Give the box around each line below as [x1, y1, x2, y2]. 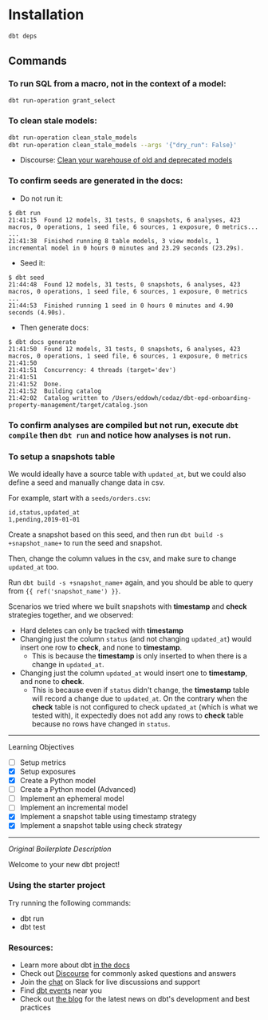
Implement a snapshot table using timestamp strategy [19, 812, 197, 822]
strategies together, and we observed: [8, 610, 134, 619]
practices [19, 1002, 52, 1013]
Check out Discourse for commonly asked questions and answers [19, 969, 237, 978]
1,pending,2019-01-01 [8, 515, 81, 523]
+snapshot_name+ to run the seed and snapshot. [8, 538, 163, 547]
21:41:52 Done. [8, 380, 62, 388]
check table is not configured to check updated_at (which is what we [31, 702, 258, 711]
